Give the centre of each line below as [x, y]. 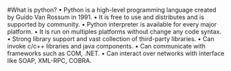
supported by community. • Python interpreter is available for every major [112, 24]
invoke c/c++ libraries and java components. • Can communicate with [106, 46]
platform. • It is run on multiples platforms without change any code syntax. [114, 31]
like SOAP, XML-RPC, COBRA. [49, 60]
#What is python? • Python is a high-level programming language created [112, 10]
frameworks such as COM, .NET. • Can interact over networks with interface [116, 53]
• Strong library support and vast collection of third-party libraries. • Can [111, 39]
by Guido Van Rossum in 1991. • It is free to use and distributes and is [106, 17]
